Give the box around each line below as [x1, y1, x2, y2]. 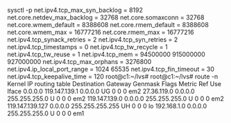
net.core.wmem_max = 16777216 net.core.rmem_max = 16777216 [7, 28, 194, 36]
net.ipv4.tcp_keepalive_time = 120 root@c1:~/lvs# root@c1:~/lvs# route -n [7, 72, 219, 81]
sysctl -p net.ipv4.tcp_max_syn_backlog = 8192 [7, 6, 144, 14]
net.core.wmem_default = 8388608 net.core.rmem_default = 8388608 [7, 21, 209, 28]
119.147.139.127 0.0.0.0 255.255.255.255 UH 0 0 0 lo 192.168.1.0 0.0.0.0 [7, 102, 207, 110]
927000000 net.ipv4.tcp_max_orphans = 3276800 [7, 58, 152, 65]
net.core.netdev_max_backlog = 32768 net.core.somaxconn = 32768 [7, 13, 205, 22]
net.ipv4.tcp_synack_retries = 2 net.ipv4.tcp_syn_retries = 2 [7, 35, 178, 44]
